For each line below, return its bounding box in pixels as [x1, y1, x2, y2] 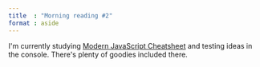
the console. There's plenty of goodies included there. [8, 49, 189, 59]
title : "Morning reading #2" [8, 11, 113, 20]
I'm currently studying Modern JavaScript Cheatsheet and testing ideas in [8, 41, 253, 50]
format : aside [8, 19, 59, 27]
